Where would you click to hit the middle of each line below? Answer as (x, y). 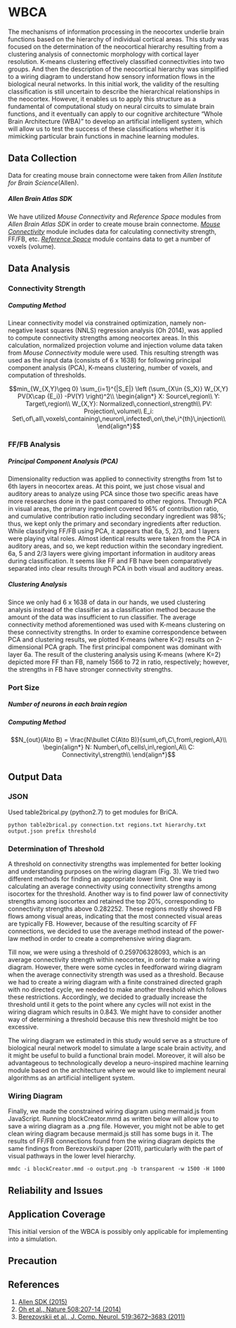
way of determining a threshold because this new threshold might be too (113, 1020)
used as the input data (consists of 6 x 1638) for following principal (105, 360)
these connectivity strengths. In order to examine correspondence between (117, 632)
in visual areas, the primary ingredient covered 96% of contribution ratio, (113, 508)
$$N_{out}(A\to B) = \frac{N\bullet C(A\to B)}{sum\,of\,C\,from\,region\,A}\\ (119, 740)
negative (21, 330)
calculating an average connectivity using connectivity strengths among (112, 887)
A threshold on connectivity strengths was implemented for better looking (115, 864)
